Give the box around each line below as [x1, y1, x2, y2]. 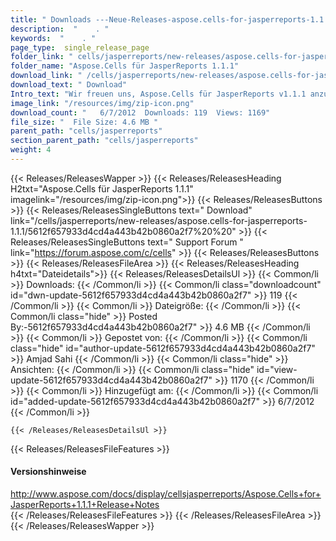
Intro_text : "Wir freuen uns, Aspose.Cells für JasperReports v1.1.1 [10, 89, 307, 99]
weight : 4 [10, 145, 52, 155]
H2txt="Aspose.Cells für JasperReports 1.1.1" [10, 182, 194, 195]
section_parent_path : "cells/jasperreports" [10, 136, 199, 146]
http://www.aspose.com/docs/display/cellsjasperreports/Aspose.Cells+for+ [10, 488, 322, 500]
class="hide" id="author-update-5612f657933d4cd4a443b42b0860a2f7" [10, 342, 316, 354]
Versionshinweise [10, 466, 87, 478]
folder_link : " [10, 52, 74, 62]
